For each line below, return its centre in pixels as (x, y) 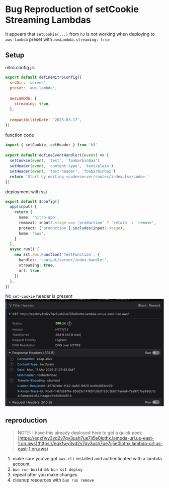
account (21, 464)
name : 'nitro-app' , (39, 218)
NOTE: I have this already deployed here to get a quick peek (80, 432)
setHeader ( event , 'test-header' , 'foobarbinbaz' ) (63, 171)
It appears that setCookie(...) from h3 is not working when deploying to (80, 34)
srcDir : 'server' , (29, 83)
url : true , (30, 270)
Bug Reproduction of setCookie (72, 9)
